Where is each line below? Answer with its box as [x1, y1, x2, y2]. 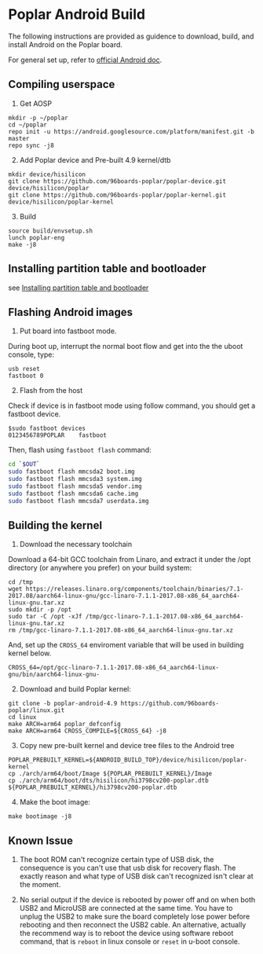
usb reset [8, 365, 41, 373]
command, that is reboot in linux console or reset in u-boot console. [19, 937, 240, 946]
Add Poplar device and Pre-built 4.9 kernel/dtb [19, 155, 171, 164]
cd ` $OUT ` [8, 460, 41, 468]
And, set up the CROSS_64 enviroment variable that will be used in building [8, 640, 244, 650]
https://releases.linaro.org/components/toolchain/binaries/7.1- [25, 585, 244, 593]
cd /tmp [8, 578, 34, 586]
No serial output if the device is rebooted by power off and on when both [19, 895, 256, 904]
